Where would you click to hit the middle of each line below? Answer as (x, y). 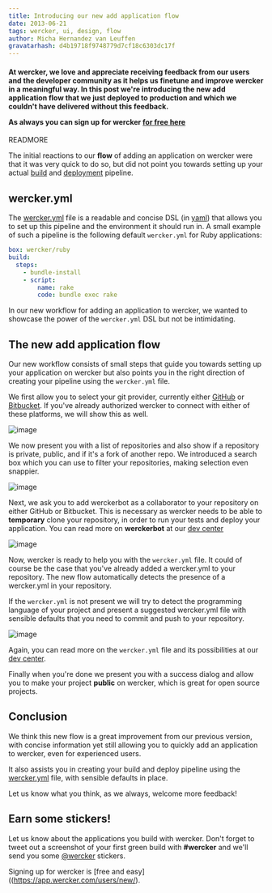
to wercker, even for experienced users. (75, 753)
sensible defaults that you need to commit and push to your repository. (126, 619)
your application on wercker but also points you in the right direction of (127, 372)
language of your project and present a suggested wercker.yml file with (127, 610)
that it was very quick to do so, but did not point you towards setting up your (136, 164)
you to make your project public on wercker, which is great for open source (134, 683)
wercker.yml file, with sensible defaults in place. (88, 777)
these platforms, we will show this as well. (78, 415)
